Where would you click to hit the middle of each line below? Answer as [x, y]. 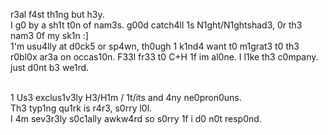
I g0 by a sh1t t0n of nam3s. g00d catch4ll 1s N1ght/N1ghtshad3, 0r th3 [156, 25]
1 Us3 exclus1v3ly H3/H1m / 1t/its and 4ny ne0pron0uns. [126, 97]
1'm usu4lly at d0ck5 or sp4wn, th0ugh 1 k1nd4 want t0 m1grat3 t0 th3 [155, 46]
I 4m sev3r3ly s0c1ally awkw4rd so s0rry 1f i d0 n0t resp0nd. [136, 118]
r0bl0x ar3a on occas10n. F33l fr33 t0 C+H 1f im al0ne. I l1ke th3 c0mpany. [164, 57]
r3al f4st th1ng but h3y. [57, 14]
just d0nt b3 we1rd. [50, 67]
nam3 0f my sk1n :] [49, 35]
